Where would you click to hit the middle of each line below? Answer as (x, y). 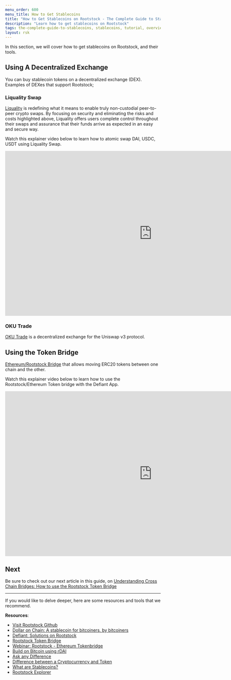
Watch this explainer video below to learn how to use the (63, 379)
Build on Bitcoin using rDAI (39, 651)
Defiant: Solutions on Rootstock (44, 636)
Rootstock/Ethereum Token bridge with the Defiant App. (62, 384)
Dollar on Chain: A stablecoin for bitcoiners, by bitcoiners (70, 630)
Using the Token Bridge (42, 352)
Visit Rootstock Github (35, 625)
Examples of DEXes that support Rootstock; (49, 85)
